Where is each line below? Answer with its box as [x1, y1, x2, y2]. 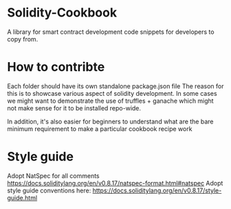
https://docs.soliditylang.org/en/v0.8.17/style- [92, 186, 222, 195]
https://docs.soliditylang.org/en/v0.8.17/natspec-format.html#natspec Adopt [7, 179, 223, 187]
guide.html [7, 193, 38, 201]
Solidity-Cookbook [7, 5, 118, 21]
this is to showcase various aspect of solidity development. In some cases [7, 89, 218, 97]
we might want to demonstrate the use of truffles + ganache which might [7, 97, 214, 105]
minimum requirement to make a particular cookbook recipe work [7, 124, 192, 132]
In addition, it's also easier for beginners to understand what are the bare [7, 117, 214, 126]
